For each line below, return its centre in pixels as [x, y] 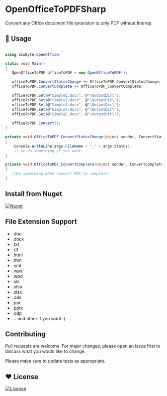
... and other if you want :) [39, 318]
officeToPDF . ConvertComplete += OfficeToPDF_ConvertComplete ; [77, 87]
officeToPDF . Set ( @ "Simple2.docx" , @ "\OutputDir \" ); [66, 100]
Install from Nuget [34, 194]
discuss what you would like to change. [45, 351]
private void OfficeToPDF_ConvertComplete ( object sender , [66, 165]
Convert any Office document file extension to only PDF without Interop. [79, 23]
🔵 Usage [18, 39]
